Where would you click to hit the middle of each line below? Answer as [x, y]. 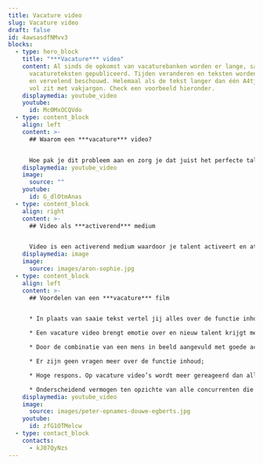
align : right [43, 211]
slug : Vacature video [43, 23]
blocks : [21, 45]
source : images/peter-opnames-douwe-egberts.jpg [110, 411]
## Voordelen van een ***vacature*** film [99, 298]
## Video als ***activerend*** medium [92, 226]
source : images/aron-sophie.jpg [81, 269]
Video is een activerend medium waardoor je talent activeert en [137, 247]
